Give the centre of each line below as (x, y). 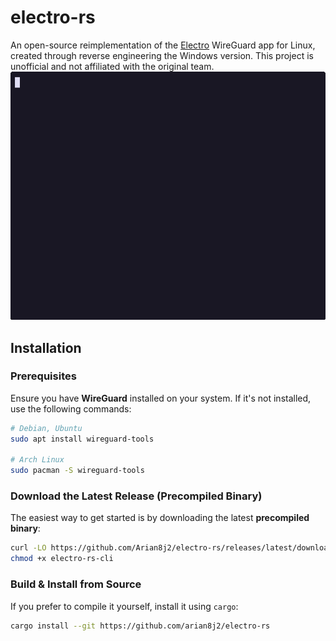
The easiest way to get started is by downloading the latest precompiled (160, 518)
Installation (46, 347)
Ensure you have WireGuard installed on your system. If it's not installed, (161, 398)
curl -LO (28, 548)
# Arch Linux (37, 460)
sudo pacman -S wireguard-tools (77, 471)
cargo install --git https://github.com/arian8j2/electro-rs (140, 626)
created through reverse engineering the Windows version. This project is (162, 55)
